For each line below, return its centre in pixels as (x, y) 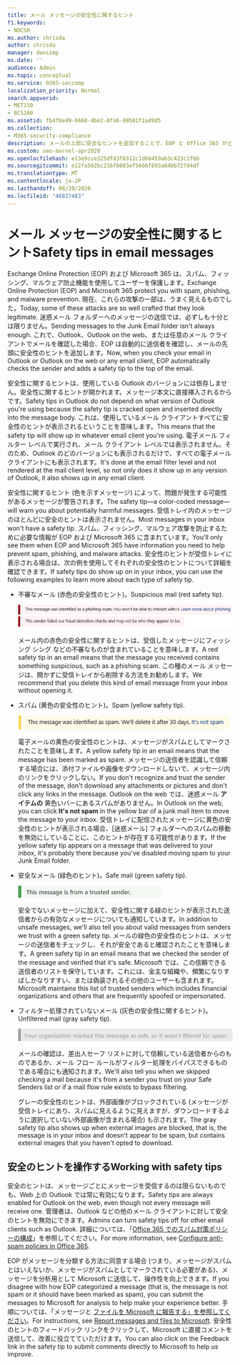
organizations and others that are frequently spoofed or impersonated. (121, 996)
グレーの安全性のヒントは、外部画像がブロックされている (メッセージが (123, 1101)
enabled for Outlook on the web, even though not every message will (109, 1202)
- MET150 (20, 106)
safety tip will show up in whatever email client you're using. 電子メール (112, 435)
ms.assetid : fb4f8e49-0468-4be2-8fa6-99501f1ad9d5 (84, 121)
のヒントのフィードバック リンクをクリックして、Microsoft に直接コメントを (120, 1329)
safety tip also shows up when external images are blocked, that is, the (122, 1127)
